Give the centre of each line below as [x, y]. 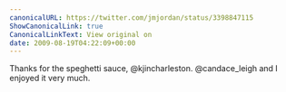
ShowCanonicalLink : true [56, 26]
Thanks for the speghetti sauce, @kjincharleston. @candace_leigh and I [144, 69]
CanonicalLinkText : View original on [81, 34]
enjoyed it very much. [50, 78]
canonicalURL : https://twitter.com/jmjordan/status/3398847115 [132, 18]
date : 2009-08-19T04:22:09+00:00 [73, 43]
